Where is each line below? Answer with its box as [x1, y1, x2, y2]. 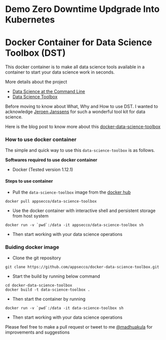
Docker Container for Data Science [5, 37, 153, 48]
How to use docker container [5, 136, 77, 143]
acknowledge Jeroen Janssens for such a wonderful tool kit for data [5, 109, 146, 115]
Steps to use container [5, 178, 53, 184]
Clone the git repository [12, 255, 61, 261]
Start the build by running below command [12, 273, 101, 279]
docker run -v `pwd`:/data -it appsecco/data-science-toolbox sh [5, 223, 144, 227]
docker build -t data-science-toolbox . [5, 287, 91, 292]
